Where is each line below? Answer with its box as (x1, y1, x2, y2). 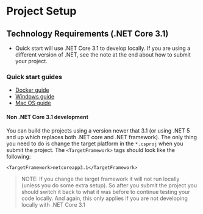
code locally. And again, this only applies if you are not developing (21, 195, 188, 202)
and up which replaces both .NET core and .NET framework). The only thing (6, 133, 197, 140)
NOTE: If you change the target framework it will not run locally (21, 175, 180, 182)
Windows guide (15, 93, 55, 100)
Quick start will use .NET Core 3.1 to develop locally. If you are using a (15, 44, 191, 52)
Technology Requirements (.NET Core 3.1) (6, 29, 169, 39)
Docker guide (15, 86, 50, 94)
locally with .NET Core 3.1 (21, 201, 85, 208)
